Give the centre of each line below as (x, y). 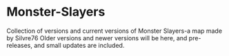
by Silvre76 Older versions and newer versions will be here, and (97, 38)
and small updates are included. (79, 45)
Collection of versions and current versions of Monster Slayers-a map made (114, 31)
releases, (19, 45)
